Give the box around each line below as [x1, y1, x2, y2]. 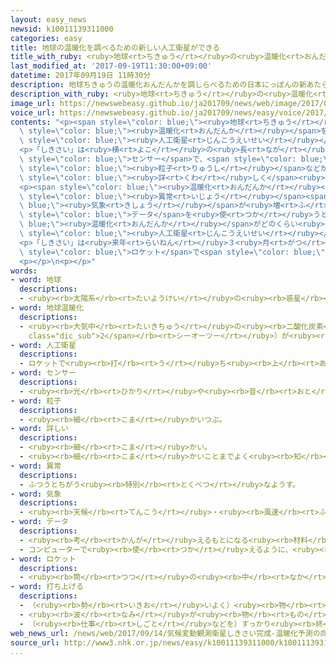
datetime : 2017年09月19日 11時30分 [10, 71, 152, 81]
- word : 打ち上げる [10, 582, 84, 592]
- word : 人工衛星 [10, 340, 77, 350]
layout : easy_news [10, 14, 87, 25]
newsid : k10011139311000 [10, 24, 114, 34]
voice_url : [10, 107, 56, 118]
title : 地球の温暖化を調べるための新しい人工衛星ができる [10, 42, 221, 53]
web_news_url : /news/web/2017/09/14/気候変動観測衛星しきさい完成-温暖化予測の [10, 628, 321, 638]
